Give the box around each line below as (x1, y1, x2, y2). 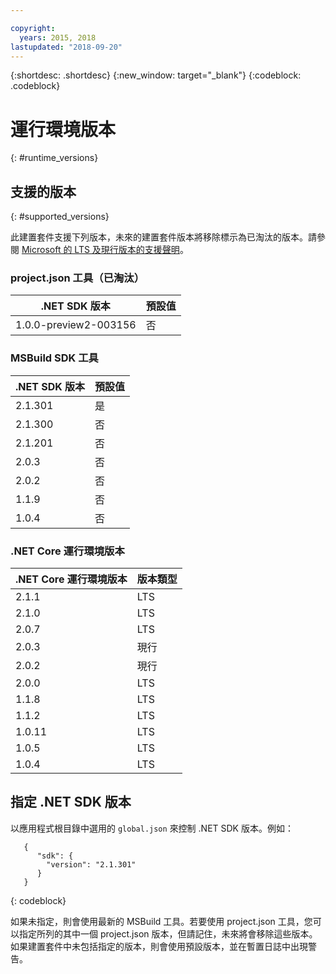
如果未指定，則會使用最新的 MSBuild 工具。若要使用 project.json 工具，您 (10, 915, 313, 927)
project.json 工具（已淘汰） (10, 271, 145, 285)
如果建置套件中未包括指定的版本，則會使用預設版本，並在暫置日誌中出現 (10, 940, 308, 952)
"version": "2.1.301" (46, 859, 137, 870)
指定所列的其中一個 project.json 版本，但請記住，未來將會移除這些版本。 (18, 927, 318, 940)
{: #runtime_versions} (10, 152, 99, 164)
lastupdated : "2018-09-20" (10, 42, 123, 52)
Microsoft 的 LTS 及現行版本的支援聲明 (21, 244, 180, 256)
